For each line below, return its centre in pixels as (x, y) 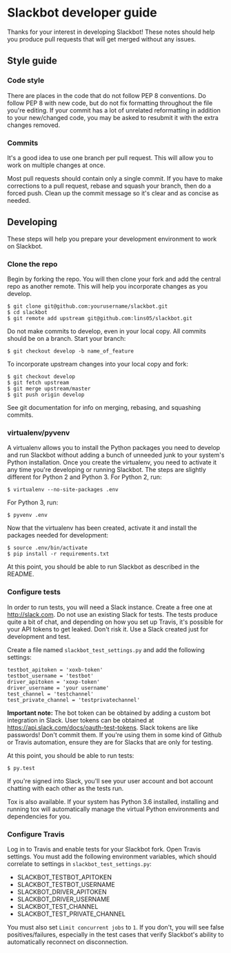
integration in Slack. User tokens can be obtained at (81, 720)
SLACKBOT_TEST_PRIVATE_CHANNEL (71, 914)
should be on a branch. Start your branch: (67, 339)
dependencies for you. (39, 816)
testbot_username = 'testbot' (51, 676)
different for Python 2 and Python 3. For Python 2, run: (84, 477)
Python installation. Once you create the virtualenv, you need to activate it (112, 462)
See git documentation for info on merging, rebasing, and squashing (104, 408)
